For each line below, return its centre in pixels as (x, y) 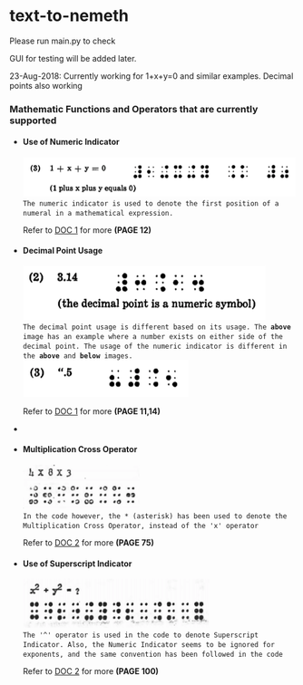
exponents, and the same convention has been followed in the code (152, 655)
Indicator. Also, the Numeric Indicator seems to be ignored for (148, 645)
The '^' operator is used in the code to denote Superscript (141, 635)
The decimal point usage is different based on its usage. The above (157, 327)
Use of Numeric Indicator (71, 142)
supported (33, 121)
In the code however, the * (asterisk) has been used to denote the (155, 516)
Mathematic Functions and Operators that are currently (134, 109)
